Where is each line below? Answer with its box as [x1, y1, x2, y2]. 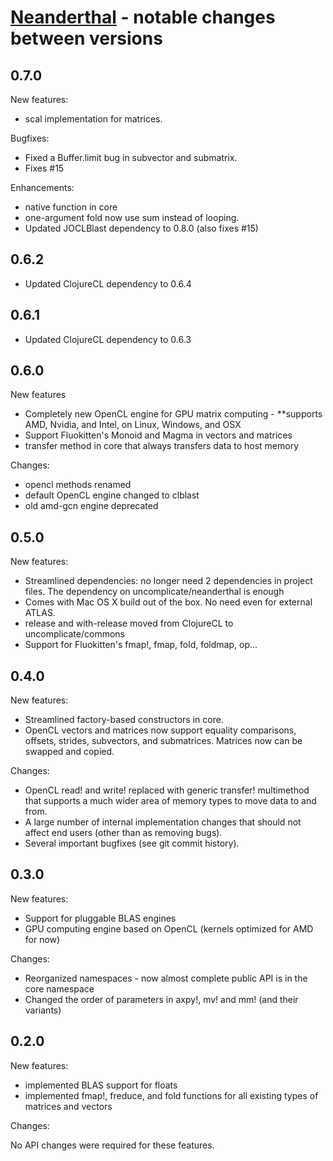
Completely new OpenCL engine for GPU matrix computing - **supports [24, 408, 323, 420]
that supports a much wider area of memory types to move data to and [24, 795, 317, 807]
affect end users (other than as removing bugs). [24, 827, 223, 839]
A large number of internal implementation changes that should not [24, 816, 302, 828]
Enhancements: [10, 182, 75, 193]
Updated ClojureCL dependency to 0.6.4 [24, 277, 192, 290]
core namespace [24, 982, 95, 995]
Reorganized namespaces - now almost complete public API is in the [24, 972, 308, 984]
